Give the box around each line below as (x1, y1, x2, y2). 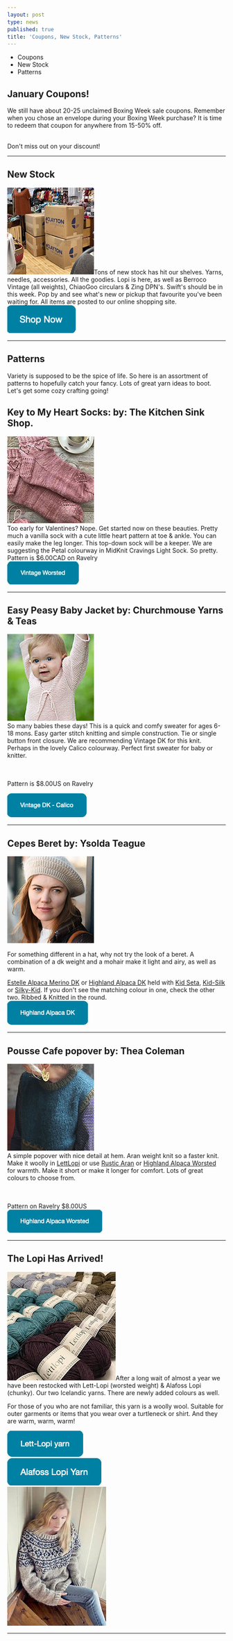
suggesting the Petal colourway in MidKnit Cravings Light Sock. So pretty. (7, 546, 218, 554)
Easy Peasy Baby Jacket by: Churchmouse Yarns (7, 604, 224, 616)
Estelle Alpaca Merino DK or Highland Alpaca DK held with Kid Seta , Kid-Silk (7, 978, 225, 987)
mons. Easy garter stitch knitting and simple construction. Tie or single (15, 729, 217, 738)
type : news (7, 18, 39, 26)
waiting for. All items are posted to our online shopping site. (7, 297, 177, 306)
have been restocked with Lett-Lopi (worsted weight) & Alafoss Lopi (7, 1381, 202, 1390)
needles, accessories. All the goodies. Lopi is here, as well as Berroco (7, 275, 207, 283)
